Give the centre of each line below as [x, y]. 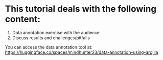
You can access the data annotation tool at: [49, 47]
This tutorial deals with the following [81, 9]
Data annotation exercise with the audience [56, 32]
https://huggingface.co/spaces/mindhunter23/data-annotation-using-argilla [81, 52]
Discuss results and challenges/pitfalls [51, 38]
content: [23, 19]
